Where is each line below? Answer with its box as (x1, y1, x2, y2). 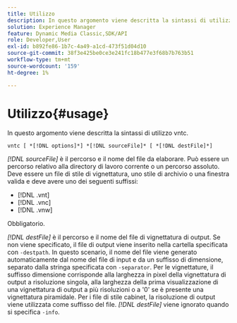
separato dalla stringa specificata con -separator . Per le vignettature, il (7, 263, 214, 272)
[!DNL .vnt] (17, 191, 50, 199)
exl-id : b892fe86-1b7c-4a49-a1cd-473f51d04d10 (7, 43, 147, 50)
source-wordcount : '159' (7, 63, 80, 70)
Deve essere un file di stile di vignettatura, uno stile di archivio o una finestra (7, 170, 230, 178)
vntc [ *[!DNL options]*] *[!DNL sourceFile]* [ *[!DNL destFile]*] (7, 142, 213, 150)
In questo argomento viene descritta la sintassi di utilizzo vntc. (7, 129, 189, 137)
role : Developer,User (7, 37, 71, 44)
